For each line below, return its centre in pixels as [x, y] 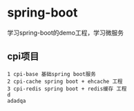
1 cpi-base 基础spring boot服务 [52, 74]
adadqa [17, 101]
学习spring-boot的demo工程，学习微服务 [66, 32]
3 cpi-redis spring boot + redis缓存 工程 [67, 89]
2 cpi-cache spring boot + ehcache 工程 [65, 81]
